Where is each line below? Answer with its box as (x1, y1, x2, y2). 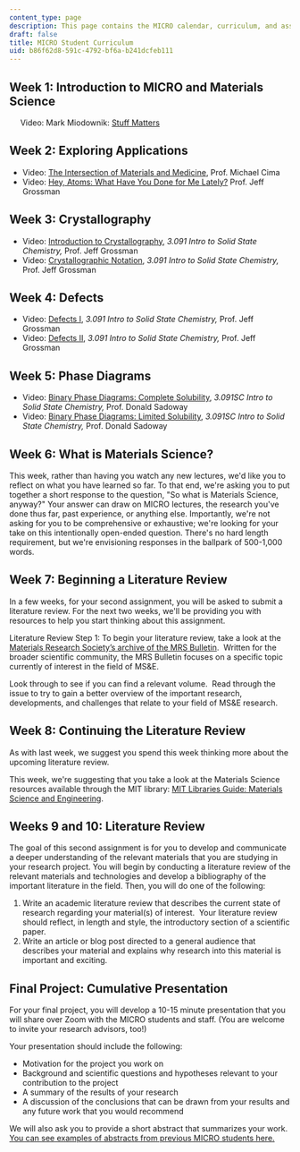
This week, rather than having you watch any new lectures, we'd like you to (9, 471, 286, 481)
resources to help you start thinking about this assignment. (9, 615, 226, 626)
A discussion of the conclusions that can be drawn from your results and (21, 1097, 290, 1107)
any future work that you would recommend (21, 1106, 185, 1117)
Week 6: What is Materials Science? (9, 447, 214, 462)
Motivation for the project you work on (21, 1058, 164, 1070)
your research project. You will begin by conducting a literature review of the (9, 861, 291, 873)
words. (9, 547, 35, 557)
